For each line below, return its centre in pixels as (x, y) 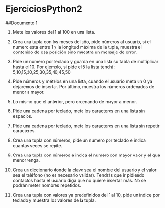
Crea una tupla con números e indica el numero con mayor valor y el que (86, 155)
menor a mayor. (28, 92)
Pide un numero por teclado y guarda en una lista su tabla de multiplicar (85, 61)
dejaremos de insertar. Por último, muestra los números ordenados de (83, 86)
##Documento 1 (22, 23)
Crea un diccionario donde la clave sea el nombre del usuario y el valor (84, 170)
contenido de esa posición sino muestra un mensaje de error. (75, 52)
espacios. (23, 116)
